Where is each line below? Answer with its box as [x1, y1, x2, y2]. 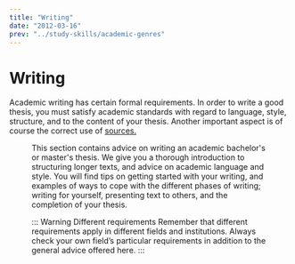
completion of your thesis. [31, 199, 127, 210]
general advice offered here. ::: [31, 245, 145, 256]
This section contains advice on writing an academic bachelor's [31, 143, 266, 154]
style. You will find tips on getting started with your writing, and [31, 171, 264, 182]
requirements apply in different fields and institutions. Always [31, 226, 257, 236]
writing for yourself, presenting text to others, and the [31, 190, 228, 201]
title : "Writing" [9, 12, 74, 22]
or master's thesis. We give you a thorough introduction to [31, 152, 245, 163]
